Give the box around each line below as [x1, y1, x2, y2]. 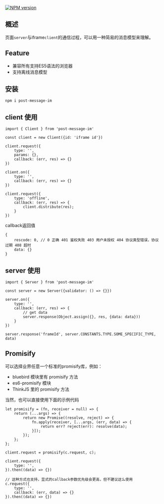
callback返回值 [5, 223, 36, 228]
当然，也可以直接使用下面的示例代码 [5, 396, 79, 402]
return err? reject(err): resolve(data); [40, 424, 127, 429]
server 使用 [5, 266, 41, 275]
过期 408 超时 [5, 243, 31, 248]
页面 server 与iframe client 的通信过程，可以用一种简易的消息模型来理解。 [5, 34, 154, 40]
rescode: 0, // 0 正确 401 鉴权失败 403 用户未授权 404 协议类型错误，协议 [14, 238, 159, 243]
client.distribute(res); [23, 205, 74, 210]
